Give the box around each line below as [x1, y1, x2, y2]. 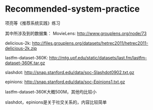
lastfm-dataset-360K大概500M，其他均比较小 [5, 89, 97, 94]
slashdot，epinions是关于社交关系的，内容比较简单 [5, 99, 107, 105]
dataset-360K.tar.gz [5, 60, 45, 66]
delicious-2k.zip [5, 45, 37, 51]
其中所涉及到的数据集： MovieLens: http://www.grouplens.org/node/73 [5, 30, 147, 36]
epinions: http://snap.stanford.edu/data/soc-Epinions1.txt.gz [5, 79, 125, 85]
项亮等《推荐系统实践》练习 [5, 20, 61, 26]
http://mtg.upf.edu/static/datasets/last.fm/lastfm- [49, 55, 147, 60]
